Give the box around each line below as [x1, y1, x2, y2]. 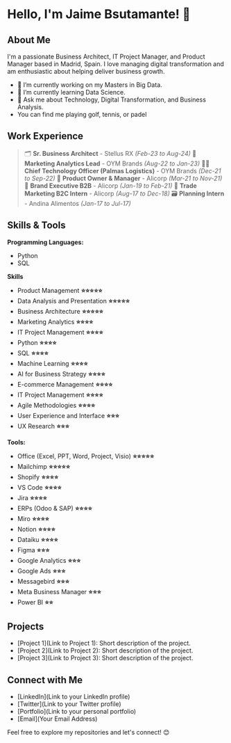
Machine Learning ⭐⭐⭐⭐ [17, 359, 88, 367]
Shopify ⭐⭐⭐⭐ [17, 472, 59, 481]
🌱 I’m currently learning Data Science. [17, 88, 126, 96]
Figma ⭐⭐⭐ [17, 545, 50, 554]
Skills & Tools [7, 219, 66, 232]
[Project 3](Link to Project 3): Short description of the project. [17, 654, 194, 662]
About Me [7, 34, 51, 46]
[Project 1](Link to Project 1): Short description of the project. [17, 639, 191, 648]
